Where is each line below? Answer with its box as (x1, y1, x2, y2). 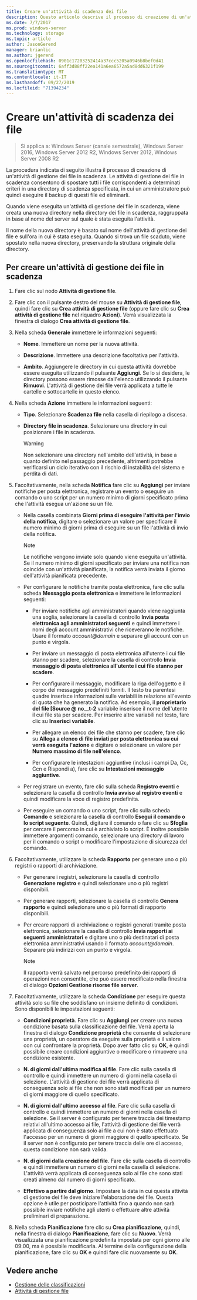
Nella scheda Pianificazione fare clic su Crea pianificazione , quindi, (14, 1224, 181, 1231)
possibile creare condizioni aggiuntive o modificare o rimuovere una (23, 1048, 188, 1055)
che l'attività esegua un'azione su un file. (14, 500, 114, 507)
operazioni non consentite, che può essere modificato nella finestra (23, 975, 186, 982)
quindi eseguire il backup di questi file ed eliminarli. (6, 191, 130, 198)
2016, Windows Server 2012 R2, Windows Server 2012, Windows (20, 148, 177, 156)
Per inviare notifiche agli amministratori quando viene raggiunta (32, 607, 186, 614)
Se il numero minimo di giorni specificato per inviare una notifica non (23, 559, 189, 566)
